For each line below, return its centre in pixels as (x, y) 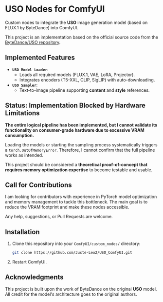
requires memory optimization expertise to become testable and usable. (79, 170)
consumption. (19, 135)
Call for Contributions (38, 185)
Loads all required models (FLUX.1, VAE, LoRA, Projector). (77, 75)
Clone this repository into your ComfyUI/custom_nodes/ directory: (76, 244)
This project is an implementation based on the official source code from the (81, 37)
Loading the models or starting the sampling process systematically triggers (81, 144)
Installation (22, 232)
